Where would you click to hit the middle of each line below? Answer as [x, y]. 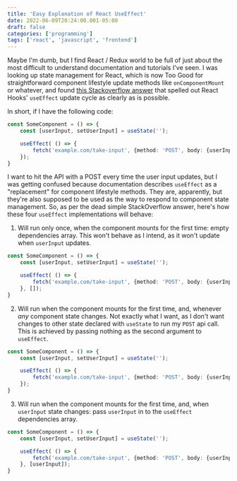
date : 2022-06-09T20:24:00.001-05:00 [63, 20]
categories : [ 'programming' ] [50, 34]
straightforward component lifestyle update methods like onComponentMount [116, 83]
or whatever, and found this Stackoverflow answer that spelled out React [113, 90]
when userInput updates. [54, 243]
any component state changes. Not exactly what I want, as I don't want [121, 316]
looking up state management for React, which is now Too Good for [105, 76]
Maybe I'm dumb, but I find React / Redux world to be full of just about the [115, 60]
